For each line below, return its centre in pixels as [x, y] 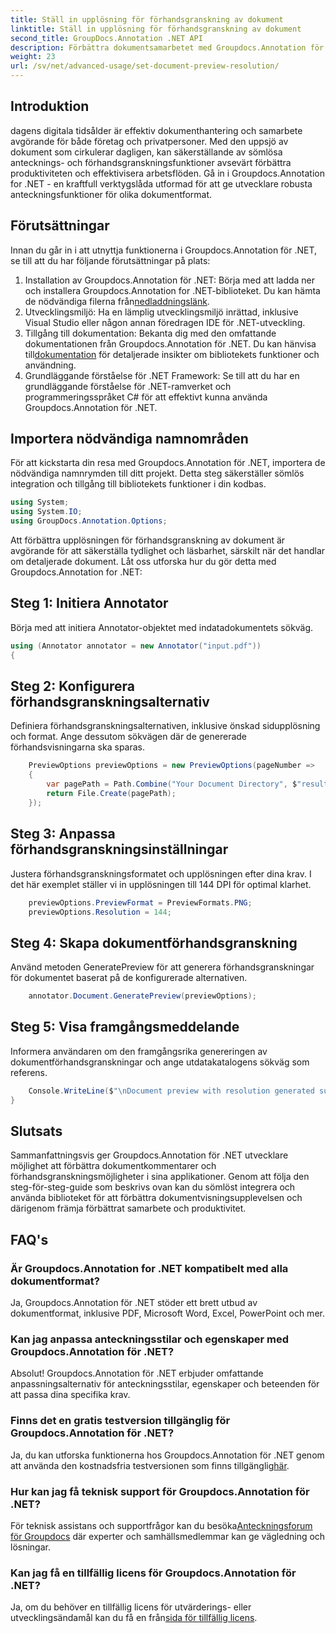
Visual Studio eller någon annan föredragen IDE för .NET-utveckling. [165, 322]
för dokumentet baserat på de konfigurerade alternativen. [129, 978]
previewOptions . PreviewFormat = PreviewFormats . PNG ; [140, 902]
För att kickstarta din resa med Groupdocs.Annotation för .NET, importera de [168, 463]
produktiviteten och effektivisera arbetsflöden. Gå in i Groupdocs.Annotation [167, 173]
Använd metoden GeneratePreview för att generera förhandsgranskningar [162, 967]
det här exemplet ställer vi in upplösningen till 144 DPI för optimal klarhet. [161, 884]
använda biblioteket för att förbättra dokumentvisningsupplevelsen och [156, 1198]
